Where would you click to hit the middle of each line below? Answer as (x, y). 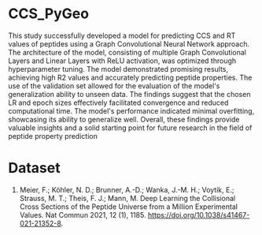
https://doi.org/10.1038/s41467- (199, 214)
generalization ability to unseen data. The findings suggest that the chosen (129, 94)
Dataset (34, 168)
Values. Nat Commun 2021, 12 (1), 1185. (83, 214)
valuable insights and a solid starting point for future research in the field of (130, 128)
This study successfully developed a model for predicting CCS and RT (122, 35)
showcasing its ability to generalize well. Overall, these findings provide (124, 119)
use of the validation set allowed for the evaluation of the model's (114, 86)
